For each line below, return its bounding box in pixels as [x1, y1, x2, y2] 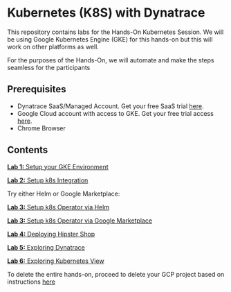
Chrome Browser [17, 123, 66, 132]
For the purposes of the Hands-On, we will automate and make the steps [7, 55, 214, 64]
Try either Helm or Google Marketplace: [7, 189, 120, 198]
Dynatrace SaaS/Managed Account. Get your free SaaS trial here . [17, 102, 204, 110]
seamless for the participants [7, 63, 91, 71]
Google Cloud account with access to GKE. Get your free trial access [17, 109, 214, 117]
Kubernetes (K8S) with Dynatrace [7, 5, 205, 21]
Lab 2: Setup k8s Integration [7, 175, 89, 184]
